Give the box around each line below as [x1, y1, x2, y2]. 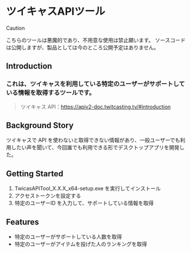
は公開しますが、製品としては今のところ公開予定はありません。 [6, 44, 159, 51]
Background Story [6, 121, 74, 131]
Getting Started [6, 169, 64, 179]
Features [6, 217, 39, 227]
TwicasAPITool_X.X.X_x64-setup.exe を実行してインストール [14, 185, 161, 192]
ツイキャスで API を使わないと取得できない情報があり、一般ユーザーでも [6, 136, 180, 143]
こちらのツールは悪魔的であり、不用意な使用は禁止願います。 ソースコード [6, 36, 186, 43]
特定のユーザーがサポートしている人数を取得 [14, 233, 123, 240]
